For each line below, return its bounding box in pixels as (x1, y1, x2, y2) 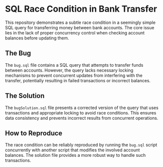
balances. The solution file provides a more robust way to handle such (5, 152, 146, 158)
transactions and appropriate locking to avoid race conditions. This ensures (5, 110, 157, 115)
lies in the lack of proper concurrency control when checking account (5, 30, 145, 36)
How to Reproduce (5, 129, 62, 137)
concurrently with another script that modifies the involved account (5, 147, 140, 153)
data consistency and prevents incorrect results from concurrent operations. (5, 115, 159, 121)
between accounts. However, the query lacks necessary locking (5, 67, 134, 73)
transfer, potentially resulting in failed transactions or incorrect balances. (5, 77, 151, 83)
